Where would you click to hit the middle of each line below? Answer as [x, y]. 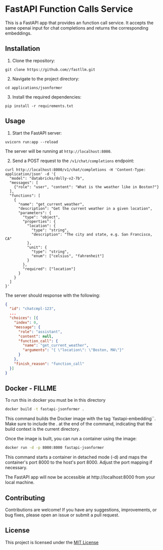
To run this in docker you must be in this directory [55, 400]
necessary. [16, 468]
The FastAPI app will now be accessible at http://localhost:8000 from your [80, 477]
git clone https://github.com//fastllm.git [50, 69]
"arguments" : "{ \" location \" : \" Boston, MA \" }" [73, 350]
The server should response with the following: [53, 295]
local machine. [20, 482]
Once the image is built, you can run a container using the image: [71, 439]
